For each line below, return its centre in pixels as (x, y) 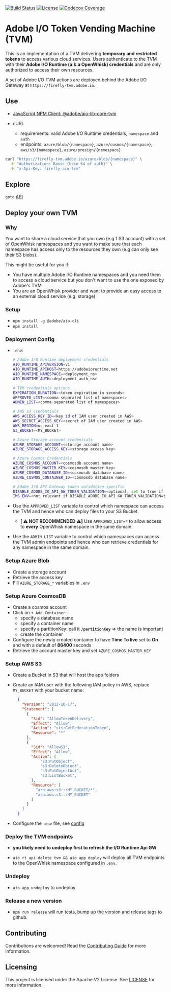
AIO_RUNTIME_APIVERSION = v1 (41, 365)
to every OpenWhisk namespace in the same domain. (77, 527)
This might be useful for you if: (37, 264)
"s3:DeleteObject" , (61, 766)
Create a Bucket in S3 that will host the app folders (66, 675)
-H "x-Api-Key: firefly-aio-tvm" (45, 169)
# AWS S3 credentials (35, 411)
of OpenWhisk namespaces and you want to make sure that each (74, 244)
